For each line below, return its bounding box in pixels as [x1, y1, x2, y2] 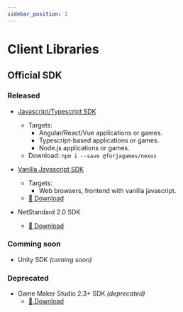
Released [7, 90, 40, 100]
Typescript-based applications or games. [38, 136, 160, 145]
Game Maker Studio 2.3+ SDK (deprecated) [17, 289, 145, 298]
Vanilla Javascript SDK [17, 165, 84, 173]
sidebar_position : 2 [7, 10, 69, 18]
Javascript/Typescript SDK [17, 107, 97, 115]
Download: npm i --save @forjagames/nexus [28, 151, 157, 160]
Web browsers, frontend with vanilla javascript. [38, 186, 177, 194]
